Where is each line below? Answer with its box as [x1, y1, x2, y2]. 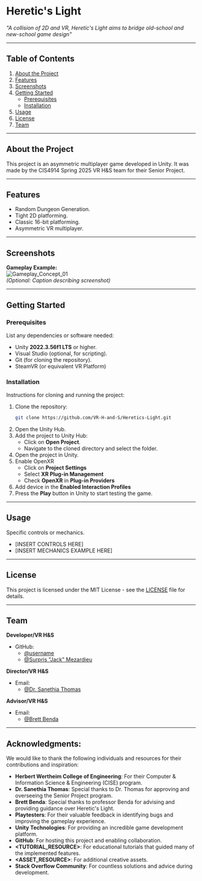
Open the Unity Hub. [14, 426, 66, 433]
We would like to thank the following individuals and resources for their [6, 755, 182, 762]
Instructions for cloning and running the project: [6, 391, 125, 399]
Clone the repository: [14, 403, 68, 411]
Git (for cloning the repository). [14, 356, 92, 363]
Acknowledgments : [6, 739, 82, 749]
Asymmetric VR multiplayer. [14, 225, 84, 232]
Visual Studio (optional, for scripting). [14, 350, 108, 357]
